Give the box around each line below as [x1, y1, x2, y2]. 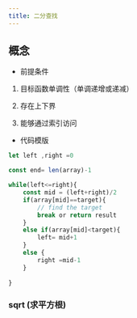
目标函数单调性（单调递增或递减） [19, 84, 134, 94]
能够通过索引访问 [19, 118, 77, 128]
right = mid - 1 [37, 256, 81, 264]
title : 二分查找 [8, 11, 58, 20]
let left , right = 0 [8, 151, 74, 160]
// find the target [37, 203, 103, 211]
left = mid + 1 [37, 234, 78, 242]
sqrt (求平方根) [8, 299, 67, 311]
